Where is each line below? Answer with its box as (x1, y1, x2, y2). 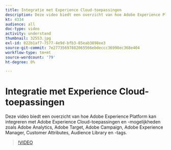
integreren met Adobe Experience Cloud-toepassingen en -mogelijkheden (5, 119, 161, 125)
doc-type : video (5, 26, 40, 32)
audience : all (5, 21, 36, 27)
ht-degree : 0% (5, 59, 36, 65)
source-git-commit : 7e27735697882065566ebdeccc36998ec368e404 (5, 45, 140, 50)
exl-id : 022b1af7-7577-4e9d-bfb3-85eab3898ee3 (5, 41, 106, 46)
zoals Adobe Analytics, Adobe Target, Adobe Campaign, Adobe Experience (5, 124, 164, 130)
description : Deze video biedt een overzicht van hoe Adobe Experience (5, 12, 160, 17)
